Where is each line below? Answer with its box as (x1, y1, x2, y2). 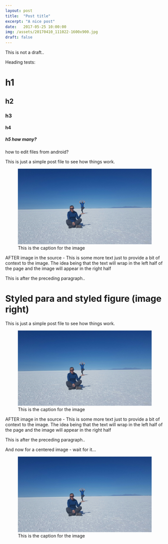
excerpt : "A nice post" (5, 19, 55, 24)
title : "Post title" (5, 13, 51, 19)
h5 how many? (5, 136, 37, 142)
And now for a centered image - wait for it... (5, 446, 96, 452)
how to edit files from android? (5, 149, 69, 155)
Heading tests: (5, 59, 36, 65)
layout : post (5, 8, 33, 13)
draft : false (5, 35, 33, 40)
